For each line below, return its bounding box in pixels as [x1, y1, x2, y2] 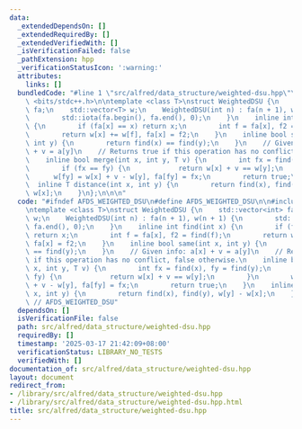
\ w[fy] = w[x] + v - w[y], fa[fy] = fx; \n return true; [25, 172, 292, 181]
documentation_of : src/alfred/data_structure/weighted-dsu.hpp [9, 364, 252, 373]
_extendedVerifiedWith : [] [17, 38, 119, 48]
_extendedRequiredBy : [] [17, 30, 111, 39]
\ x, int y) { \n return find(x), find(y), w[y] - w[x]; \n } [25, 289, 296, 298]
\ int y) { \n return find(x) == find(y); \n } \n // [25, 139, 271, 147]
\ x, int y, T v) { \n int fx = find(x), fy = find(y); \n [25, 264, 271, 273]
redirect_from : [9, 381, 67, 390]
